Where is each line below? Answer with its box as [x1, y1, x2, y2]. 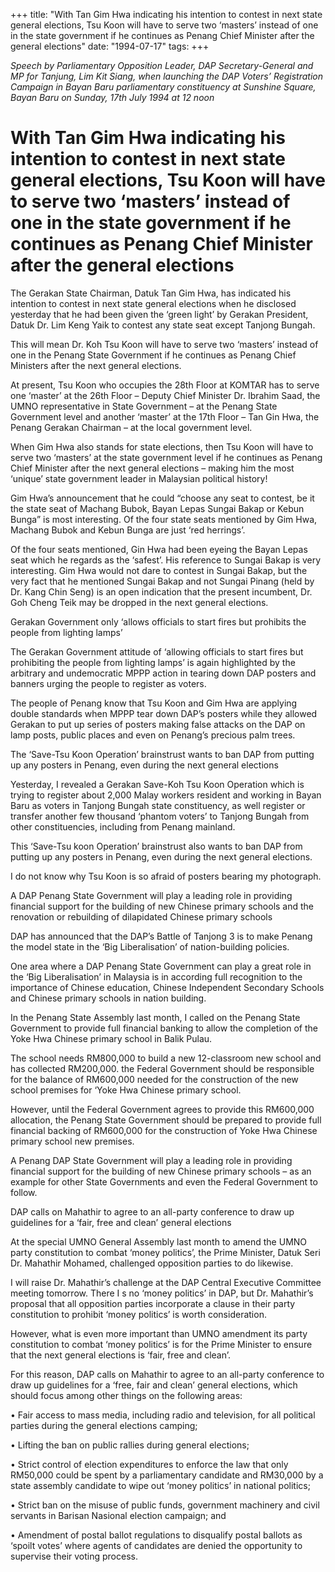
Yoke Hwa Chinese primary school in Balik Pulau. [10, 1032, 213, 1044]
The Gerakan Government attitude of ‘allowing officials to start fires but [10, 645, 304, 658]
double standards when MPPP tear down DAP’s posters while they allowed [10, 707, 318, 719]
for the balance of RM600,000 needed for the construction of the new [10, 1073, 299, 1085]
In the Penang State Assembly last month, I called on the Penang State [10, 1011, 301, 1023]
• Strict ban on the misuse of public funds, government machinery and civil [10, 1499, 320, 1511]
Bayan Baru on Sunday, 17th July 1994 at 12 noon [10, 92, 215, 103]
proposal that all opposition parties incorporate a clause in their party [10, 1297, 296, 1309]
